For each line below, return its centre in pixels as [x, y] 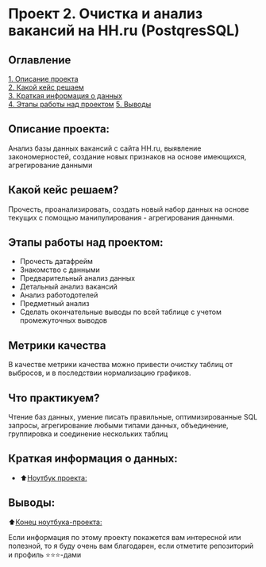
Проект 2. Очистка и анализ [106, 14]
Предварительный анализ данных [77, 278]
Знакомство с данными [60, 270]
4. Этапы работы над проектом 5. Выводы [80, 104]
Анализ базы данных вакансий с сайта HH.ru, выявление [105, 148]
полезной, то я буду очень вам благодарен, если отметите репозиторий [131, 546]
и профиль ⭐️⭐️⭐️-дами [45, 554]
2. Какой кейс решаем [46, 87]
